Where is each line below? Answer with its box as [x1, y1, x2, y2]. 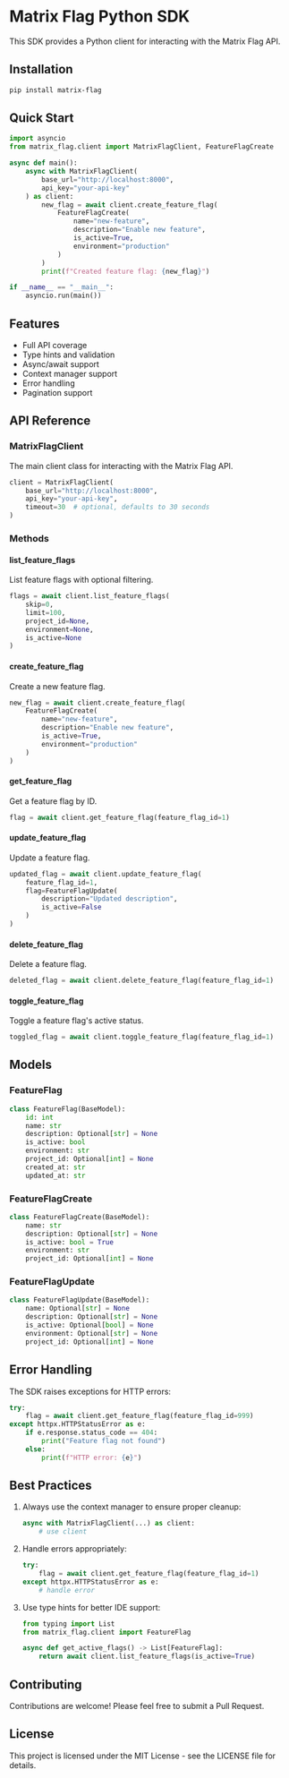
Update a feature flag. [9, 852, 90, 863]
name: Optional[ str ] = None [25, 1304, 130, 1313]
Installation [9, 62, 73, 77]
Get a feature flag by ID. [9, 795, 98, 807]
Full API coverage [21, 340, 88, 350]
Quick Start [9, 110, 74, 126]
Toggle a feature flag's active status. [9, 1015, 144, 1026]
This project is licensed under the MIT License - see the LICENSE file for [9, 1750, 276, 1761]
